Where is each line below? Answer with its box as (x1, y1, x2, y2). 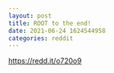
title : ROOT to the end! (8, 19, 92, 27)
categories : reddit (8, 34, 74, 43)
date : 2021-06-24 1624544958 (8, 26, 106, 34)
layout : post (8, 11, 52, 20)
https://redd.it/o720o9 (8, 56, 82, 66)
